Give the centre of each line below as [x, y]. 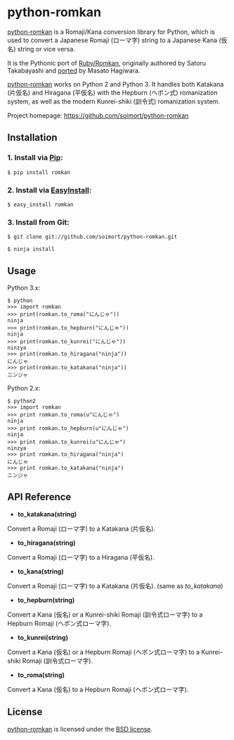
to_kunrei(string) [43, 637]
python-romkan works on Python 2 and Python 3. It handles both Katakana [116, 84]
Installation [32, 138]
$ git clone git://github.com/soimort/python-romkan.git [92, 237]
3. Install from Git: [39, 222]
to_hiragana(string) [46, 543]
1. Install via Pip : [35, 158]
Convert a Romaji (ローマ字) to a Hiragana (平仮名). [81, 557]
